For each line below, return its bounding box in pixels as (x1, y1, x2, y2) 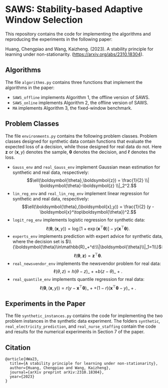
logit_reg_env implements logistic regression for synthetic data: (12, 217, 145, 223)
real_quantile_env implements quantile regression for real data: (12, 276, 144, 282)
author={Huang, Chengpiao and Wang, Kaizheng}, (10, 365, 111, 370)
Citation (5, 343, 31, 352)
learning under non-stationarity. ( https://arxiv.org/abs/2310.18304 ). (5, 51, 144, 57)
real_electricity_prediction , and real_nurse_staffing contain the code (5, 323, 156, 330)
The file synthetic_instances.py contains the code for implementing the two (5, 313, 163, 319)
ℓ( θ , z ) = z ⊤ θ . (74, 252, 102, 258)
